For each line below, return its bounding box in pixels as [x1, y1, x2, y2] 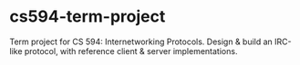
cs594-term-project [9, 6, 166, 27]
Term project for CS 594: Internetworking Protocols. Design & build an [9, 36, 274, 47]
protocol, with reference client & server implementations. [24, 45, 238, 56]
